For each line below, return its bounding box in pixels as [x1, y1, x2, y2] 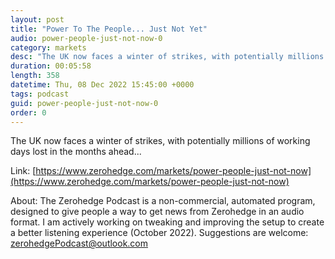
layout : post [10, 14, 65, 25]
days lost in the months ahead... [10, 146, 142, 158]
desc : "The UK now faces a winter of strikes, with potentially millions [10, 52, 325, 62]
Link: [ [10, 165, 37, 177]
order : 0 [10, 107, 47, 118]
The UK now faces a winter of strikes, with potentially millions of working [10, 135, 311, 147]
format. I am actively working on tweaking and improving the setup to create [10, 216, 325, 228]
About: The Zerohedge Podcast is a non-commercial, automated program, [10, 195, 316, 207]
